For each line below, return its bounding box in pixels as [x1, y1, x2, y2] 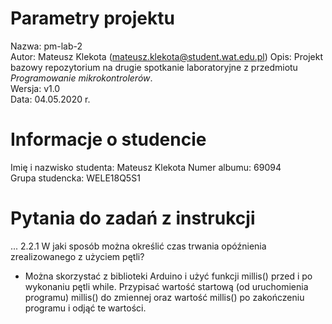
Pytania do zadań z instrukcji [10, 207, 256, 230]
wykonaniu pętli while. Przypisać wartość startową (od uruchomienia [24, 280, 309, 292]
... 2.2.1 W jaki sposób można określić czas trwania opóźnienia [10, 240, 267, 252]
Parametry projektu [10, 7, 175, 30]
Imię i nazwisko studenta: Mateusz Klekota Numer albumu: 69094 [10, 161, 282, 173]
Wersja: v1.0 [10, 82, 61, 94]
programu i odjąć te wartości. [24, 302, 147, 314]
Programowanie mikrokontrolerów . [10, 72, 153, 84]
